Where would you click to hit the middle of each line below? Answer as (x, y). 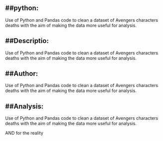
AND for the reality (24, 133)
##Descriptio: (27, 41)
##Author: (22, 74)
